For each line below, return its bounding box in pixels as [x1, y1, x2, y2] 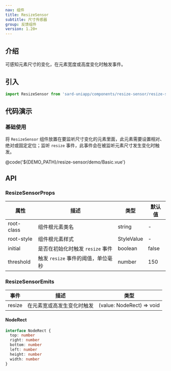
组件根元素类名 [38, 223, 74, 230]
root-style [8, 236, 33, 242]
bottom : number [10, 342, 42, 347]
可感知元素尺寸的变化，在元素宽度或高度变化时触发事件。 [5, 61, 126, 67]
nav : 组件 [5, 7, 24, 13]
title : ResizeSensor [5, 12, 49, 17]
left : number [10, 347, 38, 352]
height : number [10, 352, 42, 357]
